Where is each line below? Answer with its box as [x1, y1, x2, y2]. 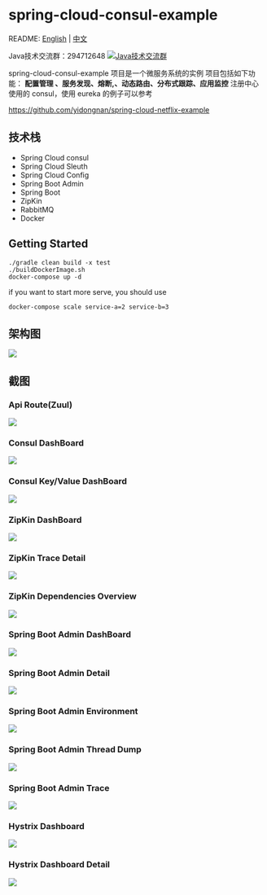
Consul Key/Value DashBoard [8, 476, 128, 487]
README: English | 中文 [8, 33, 88, 43]
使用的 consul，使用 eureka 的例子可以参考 [8, 88, 153, 99]
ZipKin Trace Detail [8, 552, 86, 564]
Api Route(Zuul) [8, 399, 73, 410]
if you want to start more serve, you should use [8, 287, 167, 296]
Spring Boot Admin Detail [8, 667, 110, 678]
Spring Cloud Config [20, 169, 90, 180]
